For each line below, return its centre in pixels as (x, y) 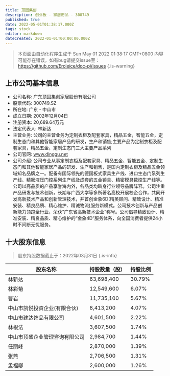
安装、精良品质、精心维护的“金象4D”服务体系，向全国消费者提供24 (88, 218)
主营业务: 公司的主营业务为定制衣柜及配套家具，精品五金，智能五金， (86, 135)
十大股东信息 (26, 242)
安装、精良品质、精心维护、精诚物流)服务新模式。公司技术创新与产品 (85, 205)
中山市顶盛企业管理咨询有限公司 (46, 337)
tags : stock (18, 29)
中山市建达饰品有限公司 (36, 318)
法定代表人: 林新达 (32, 128)
